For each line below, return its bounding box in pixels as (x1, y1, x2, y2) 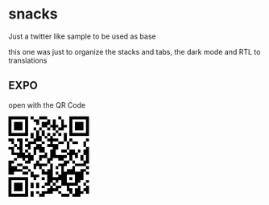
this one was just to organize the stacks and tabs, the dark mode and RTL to (8, 47, 261, 56)
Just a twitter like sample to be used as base (8, 31, 156, 41)
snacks (8, 5, 58, 23)
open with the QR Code (8, 100, 86, 109)
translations (8, 55, 48, 65)
